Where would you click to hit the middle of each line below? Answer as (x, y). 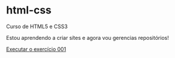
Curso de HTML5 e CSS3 (37, 26)
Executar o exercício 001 (36, 49)
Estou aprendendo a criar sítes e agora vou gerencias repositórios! (87, 37)
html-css (29, 10)
